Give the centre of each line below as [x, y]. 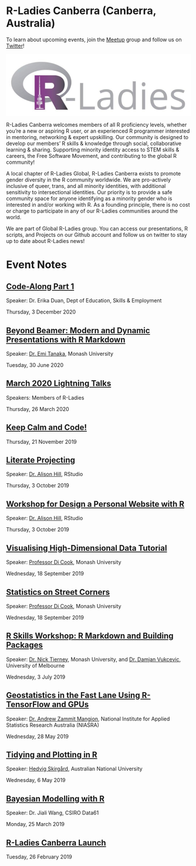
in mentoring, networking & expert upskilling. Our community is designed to [97, 137]
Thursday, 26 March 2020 [38, 409]
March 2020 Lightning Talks [59, 384]
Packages [24, 645]
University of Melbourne [36, 665]
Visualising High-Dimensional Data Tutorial [87, 548]
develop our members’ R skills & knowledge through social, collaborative [94, 144]
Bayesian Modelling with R [55, 799]
